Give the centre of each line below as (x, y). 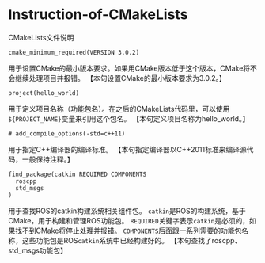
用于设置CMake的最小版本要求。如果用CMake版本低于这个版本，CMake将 (129, 68)
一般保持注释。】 (48, 159)
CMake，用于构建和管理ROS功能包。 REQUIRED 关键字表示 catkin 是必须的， (129, 220)
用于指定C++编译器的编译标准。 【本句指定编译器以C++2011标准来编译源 (127, 149)
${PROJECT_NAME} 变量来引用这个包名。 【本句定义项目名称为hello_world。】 (129, 118)
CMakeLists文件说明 (41, 37)
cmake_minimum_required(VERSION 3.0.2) (74, 52)
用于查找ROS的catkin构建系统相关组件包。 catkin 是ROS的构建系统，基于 (127, 211)
